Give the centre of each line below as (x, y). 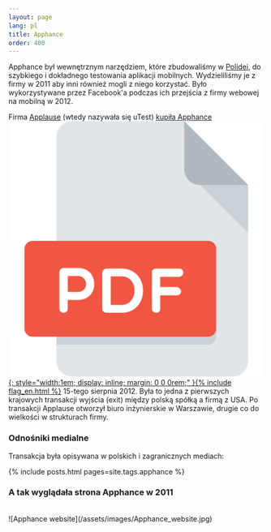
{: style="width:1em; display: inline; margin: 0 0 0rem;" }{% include (120, 383)
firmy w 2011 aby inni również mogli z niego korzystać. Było (108, 84)
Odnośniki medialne (49, 438)
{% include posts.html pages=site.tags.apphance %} (97, 471)
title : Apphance (36, 34)
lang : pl (23, 26)
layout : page (30, 17)
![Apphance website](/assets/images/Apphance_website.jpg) (110, 518)
